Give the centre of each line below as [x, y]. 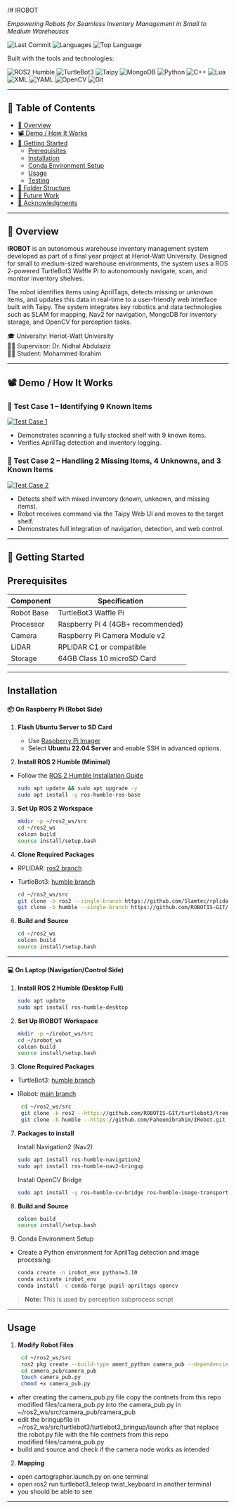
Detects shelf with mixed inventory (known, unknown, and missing [113, 499]
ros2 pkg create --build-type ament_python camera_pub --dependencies [126, 1364]
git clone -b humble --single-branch [73, 908]
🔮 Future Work [38, 195]
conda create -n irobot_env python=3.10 [77, 1273]
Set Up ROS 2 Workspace [55, 809]
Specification [121, 601]
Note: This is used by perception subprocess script [99, 1299]
